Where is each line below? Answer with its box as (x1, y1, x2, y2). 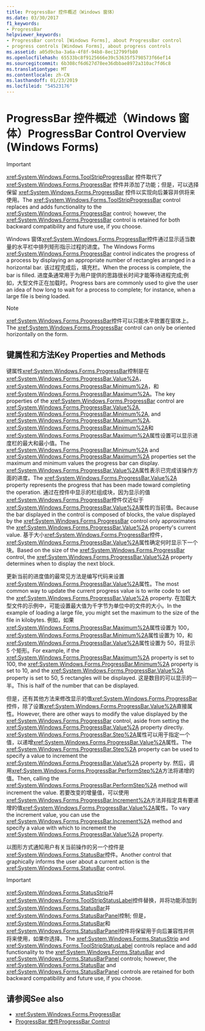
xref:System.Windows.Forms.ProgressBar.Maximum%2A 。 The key (6, 390, 176, 398)
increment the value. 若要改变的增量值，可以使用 (6, 789, 130, 796)
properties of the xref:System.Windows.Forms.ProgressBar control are (6, 397, 184, 404)
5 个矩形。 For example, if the (6, 647, 80, 654)
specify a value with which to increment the (6, 824, 116, 832)
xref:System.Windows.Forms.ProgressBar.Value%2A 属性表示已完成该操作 (6, 466, 193, 474)
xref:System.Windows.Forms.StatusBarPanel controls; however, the (6, 955, 177, 962)
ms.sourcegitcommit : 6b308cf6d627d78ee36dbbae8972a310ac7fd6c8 (6, 60, 171, 66)
